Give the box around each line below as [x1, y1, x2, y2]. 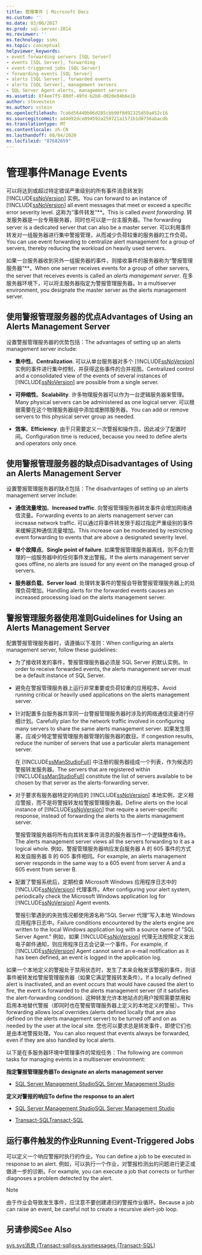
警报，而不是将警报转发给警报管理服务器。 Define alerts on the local [20, 799, 188, 806]
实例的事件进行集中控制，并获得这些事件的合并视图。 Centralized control [14, 365, 194, 372]
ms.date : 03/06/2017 [6, 20, 58, 26]
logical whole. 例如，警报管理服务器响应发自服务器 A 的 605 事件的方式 [14, 845, 191, 852]
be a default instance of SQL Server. [14, 672, 105, 679]
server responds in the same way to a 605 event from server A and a [14, 859, 186, 867]
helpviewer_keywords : [6, 48, 61, 54]
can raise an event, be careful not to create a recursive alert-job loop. [6, 1205, 179, 1213]
